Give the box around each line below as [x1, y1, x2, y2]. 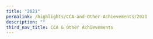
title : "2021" [6, 8, 41, 14]
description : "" [6, 19, 46, 25]
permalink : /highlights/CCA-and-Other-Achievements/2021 [6, 14, 148, 19]
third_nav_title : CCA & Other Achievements [6, 24, 114, 30]
